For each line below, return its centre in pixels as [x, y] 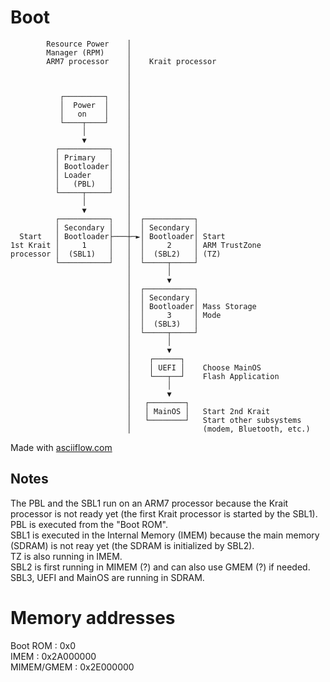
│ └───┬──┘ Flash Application [203, 376]
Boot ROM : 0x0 [43, 645]
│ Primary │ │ [93, 157]
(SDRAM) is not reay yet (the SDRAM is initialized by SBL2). [132, 545]
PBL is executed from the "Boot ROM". [89, 524]
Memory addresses [93, 617]
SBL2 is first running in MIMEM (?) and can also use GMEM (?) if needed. [160, 567]
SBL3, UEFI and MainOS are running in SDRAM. [107, 577]
